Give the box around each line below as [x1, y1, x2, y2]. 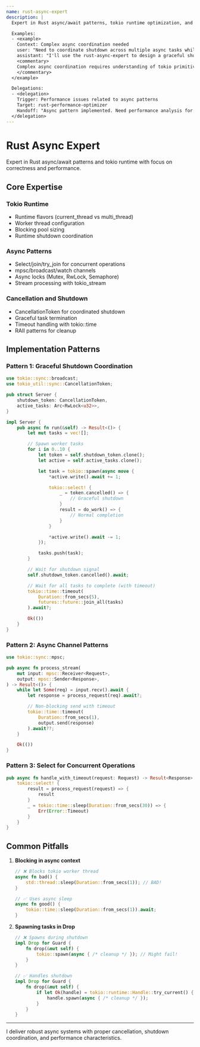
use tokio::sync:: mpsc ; [6, 654, 65, 660]
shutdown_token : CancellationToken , [17, 397, 108, 403]
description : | [6, 14, 44, 20]
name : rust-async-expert [6, 8, 68, 15]
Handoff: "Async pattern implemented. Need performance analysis [17, 108, 183, 114]
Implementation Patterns [6, 344, 101, 355]
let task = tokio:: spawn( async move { [37, 468, 135, 474]
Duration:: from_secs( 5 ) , [37, 594, 100, 600]
